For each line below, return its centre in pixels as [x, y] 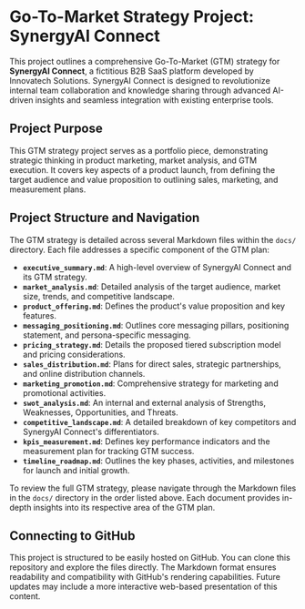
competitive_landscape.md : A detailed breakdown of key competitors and [159, 421]
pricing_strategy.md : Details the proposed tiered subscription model [152, 344]
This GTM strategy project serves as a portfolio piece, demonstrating [139, 150]
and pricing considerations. [74, 354]
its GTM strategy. [55, 277]
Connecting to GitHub [72, 536]
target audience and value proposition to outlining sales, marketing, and [144, 179]
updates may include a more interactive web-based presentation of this [143, 587]
